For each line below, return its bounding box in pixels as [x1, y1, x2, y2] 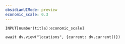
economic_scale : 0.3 [5, 12, 49, 17]
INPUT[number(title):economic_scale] [5, 25, 85, 30]
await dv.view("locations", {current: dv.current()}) [5, 34, 121, 39]
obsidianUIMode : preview [5, 7, 57, 12]
